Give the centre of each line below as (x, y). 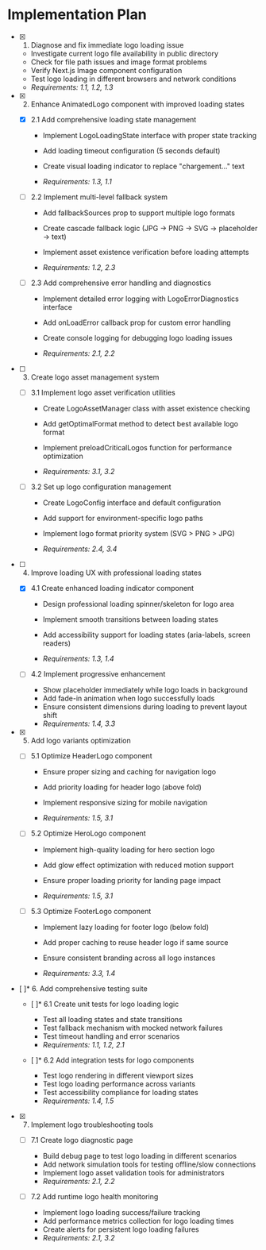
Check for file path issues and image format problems (119, 62)
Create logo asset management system (95, 377)
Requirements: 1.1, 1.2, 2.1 (83, 1044)
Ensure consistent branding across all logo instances (129, 958)
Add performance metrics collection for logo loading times (138, 1221)
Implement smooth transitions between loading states (131, 619)
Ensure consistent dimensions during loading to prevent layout (145, 707)
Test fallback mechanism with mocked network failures (133, 1028)
